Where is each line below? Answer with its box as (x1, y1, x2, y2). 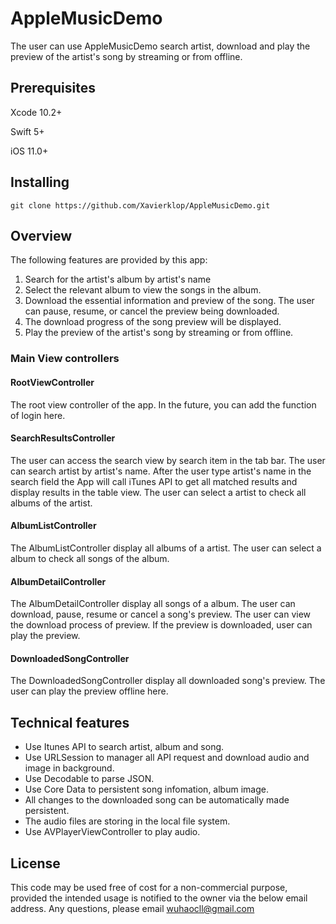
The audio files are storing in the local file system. (24, 815, 231, 827)
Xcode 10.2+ (10, 106, 63, 118)
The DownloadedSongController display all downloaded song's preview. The (10, 675, 326, 687)
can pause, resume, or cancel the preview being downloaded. (24, 305, 280, 317)
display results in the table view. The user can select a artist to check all (10, 486, 307, 498)
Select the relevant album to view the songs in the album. (24, 284, 262, 296)
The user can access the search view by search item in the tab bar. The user (10, 454, 326, 466)
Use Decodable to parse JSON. (24, 773, 155, 785)
